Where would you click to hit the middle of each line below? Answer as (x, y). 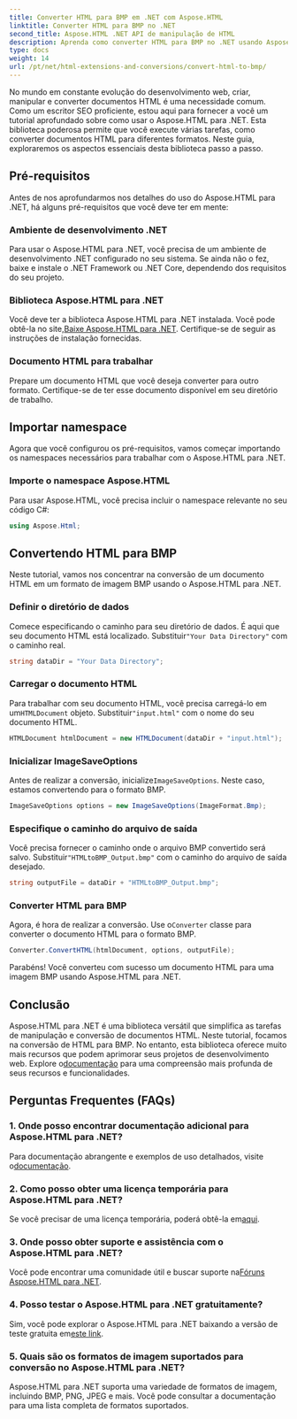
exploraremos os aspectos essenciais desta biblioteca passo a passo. (136, 148)
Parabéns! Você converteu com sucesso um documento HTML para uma (141, 968)
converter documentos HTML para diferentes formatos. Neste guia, (132, 139)
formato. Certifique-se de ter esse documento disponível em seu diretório (144, 389)
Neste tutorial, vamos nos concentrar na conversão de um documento (137, 575)
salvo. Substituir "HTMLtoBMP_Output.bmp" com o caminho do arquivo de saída (148, 857)
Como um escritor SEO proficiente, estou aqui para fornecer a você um (139, 111)
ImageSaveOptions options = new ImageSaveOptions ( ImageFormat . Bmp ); (138, 806)
